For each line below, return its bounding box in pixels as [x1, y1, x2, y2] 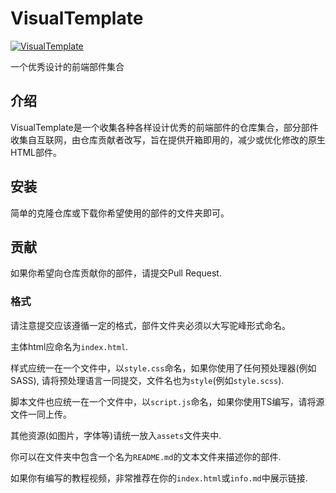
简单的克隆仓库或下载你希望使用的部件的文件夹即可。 [10, 207, 230, 219]
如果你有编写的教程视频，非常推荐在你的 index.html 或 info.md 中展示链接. [10, 472, 308, 484]
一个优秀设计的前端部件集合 [10, 60, 125, 72]
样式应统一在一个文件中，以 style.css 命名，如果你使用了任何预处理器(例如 [10, 362, 317, 374]
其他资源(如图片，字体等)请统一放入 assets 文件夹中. [10, 429, 222, 441]
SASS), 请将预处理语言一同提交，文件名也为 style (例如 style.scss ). [10, 374, 285, 386]
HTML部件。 [10, 146, 63, 158]
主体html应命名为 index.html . [10, 340, 129, 352]
